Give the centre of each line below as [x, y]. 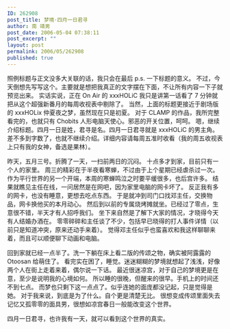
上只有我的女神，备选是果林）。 [51, 146]
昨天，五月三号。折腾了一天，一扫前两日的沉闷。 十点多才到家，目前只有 [110, 161]
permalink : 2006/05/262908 [46, 52]
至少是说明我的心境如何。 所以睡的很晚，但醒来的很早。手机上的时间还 [119, 278]
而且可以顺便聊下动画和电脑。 [61, 238]
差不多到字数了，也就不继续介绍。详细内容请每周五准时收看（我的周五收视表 [115, 138]
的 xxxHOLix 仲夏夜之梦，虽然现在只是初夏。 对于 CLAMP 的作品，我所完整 [114, 112]
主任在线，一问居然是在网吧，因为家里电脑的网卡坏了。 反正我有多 [125, 187]
